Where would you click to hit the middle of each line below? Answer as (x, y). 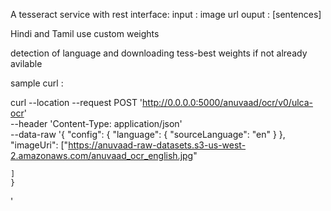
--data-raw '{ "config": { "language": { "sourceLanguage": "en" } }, (148, 134)
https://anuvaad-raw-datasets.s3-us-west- (157, 145)
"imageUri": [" (39, 145)
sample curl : (37, 83)
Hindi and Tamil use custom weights (85, 33)
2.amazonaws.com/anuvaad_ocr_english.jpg (102, 155)
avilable (26, 63)
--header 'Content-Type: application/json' (96, 123)
